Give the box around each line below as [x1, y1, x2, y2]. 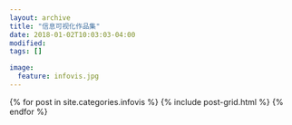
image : [9, 63, 34, 72]
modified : [9, 38, 47, 48]
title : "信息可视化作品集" [9, 22, 101, 31]
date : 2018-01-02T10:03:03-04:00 [9, 30, 136, 39]
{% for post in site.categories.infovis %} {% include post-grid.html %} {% [9, 96, 284, 107]
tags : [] [9, 47, 43, 56]
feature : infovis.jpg [17, 72, 100, 82]
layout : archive [9, 13, 71, 23]
